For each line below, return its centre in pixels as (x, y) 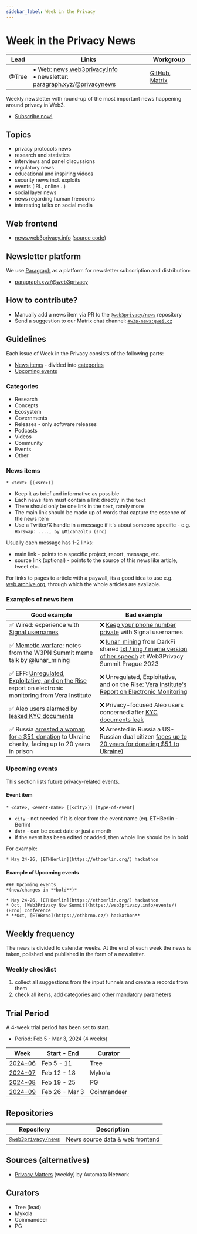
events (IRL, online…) (40, 187)
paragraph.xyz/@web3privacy (51, 282)
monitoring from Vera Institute (50, 695)
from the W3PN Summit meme (51, 653)
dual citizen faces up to (155, 736)
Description (113, 1129)
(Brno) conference (28, 911)
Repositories (30, 1113)
